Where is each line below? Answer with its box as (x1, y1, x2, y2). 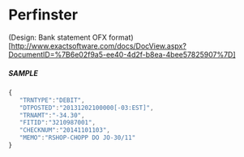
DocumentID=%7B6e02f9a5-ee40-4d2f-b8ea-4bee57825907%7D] (8, 49, 237, 59)
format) (109, 32, 134, 42)
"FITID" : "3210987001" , (19, 119, 96, 127)
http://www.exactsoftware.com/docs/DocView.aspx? (11, 40, 186, 50)
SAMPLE (8, 68, 39, 78)
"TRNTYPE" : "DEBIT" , (19, 95, 85, 104)
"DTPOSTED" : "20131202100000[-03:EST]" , (19, 104, 154, 112)
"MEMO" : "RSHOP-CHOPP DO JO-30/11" (19, 134, 136, 142)
